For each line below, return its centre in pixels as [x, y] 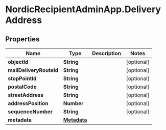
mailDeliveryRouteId [33, 70]
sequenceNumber [30, 112]
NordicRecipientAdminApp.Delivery [83, 9]
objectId [18, 62]
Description [106, 53]
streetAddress [26, 95]
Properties [22, 39]
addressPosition [28, 103]
